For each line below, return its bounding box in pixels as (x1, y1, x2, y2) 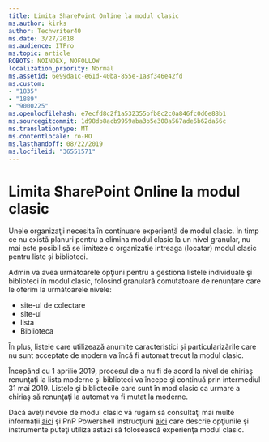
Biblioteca (19, 326, 54, 336)
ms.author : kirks (8, 19, 67, 28)
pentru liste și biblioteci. (8, 252, 88, 261)
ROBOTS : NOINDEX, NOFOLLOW (8, 57, 100, 66)
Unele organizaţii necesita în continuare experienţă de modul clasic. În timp (8, 226, 259, 236)
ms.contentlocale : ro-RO (8, 132, 92, 140)
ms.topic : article (8, 49, 70, 57)
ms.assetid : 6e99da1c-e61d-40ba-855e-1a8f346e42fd (8, 72, 183, 80)
